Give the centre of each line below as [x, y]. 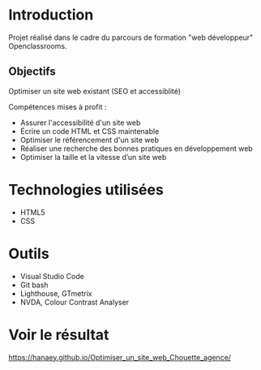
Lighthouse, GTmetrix [56, 293]
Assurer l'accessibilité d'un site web [80, 123]
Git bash [34, 285]
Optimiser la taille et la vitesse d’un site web [93, 157]
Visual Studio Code [52, 276]
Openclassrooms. [38, 45]
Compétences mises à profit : [58, 106]
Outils [29, 254]
